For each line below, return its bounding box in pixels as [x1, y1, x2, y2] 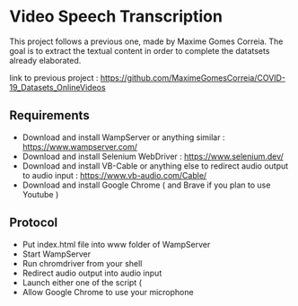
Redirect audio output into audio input [22, 267, 162, 278]
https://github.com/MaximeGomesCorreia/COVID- [100, 72, 285, 83]
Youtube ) [22, 188, 59, 199]
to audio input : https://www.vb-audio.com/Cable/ [22, 170, 207, 180]
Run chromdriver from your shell [22, 258, 143, 268]
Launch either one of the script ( [22, 276, 142, 288]
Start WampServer [22, 249, 92, 259]
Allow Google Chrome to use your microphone [22, 286, 195, 297]
